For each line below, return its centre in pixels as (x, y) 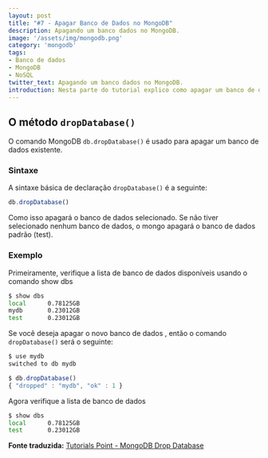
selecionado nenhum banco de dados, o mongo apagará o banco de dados (132, 226)
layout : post (30, 16)
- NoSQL (21, 75)
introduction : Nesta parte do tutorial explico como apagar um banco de (132, 90)
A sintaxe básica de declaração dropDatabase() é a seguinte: (108, 188)
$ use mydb (26, 357)
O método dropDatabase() (72, 122)
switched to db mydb (43, 364)
